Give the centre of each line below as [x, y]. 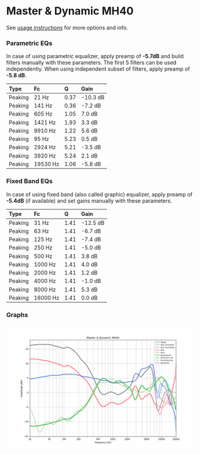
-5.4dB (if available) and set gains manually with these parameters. [89, 201]
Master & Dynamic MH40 [70, 11]
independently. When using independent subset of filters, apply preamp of [98, 69]
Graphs [17, 315]
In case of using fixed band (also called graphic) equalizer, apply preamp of [99, 194]
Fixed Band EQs [29, 181]
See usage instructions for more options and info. [67, 28]
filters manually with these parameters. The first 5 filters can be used [91, 63]
